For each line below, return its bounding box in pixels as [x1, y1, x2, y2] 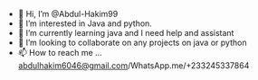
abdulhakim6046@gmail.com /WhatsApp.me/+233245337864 [17, 60, 250, 71]
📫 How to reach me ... [17, 48, 102, 58]
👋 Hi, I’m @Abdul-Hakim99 [17, 9, 119, 19]
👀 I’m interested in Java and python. [17, 18, 152, 29]
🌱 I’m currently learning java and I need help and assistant [17, 28, 234, 38]
